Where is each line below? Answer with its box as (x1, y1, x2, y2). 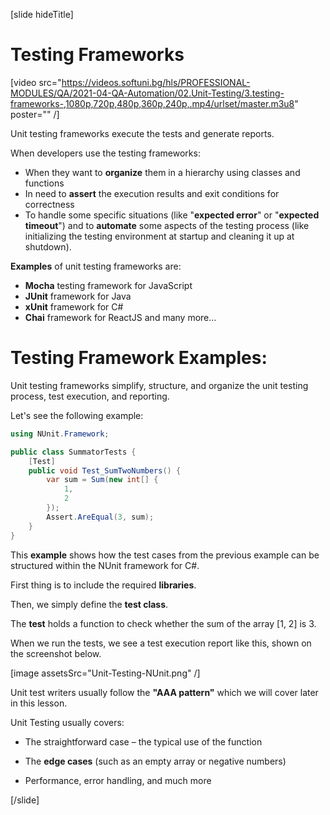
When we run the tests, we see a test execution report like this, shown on (10, 637, 312, 649)
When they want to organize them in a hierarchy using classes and (24, 166, 301, 178)
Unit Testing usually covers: (10, 716, 125, 728)
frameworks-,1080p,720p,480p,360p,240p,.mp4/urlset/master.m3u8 (10, 97, 295, 109)
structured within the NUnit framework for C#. (10, 559, 200, 571)
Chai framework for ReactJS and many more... (24, 311, 217, 323)
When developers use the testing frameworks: (10, 147, 201, 159)
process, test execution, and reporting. (10, 390, 170, 402)
